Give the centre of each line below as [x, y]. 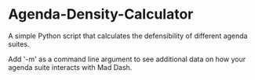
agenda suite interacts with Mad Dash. [70, 67]
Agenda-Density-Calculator [101, 14]
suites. [19, 43]
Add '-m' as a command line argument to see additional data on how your [127, 59]
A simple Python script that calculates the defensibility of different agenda [128, 36]
